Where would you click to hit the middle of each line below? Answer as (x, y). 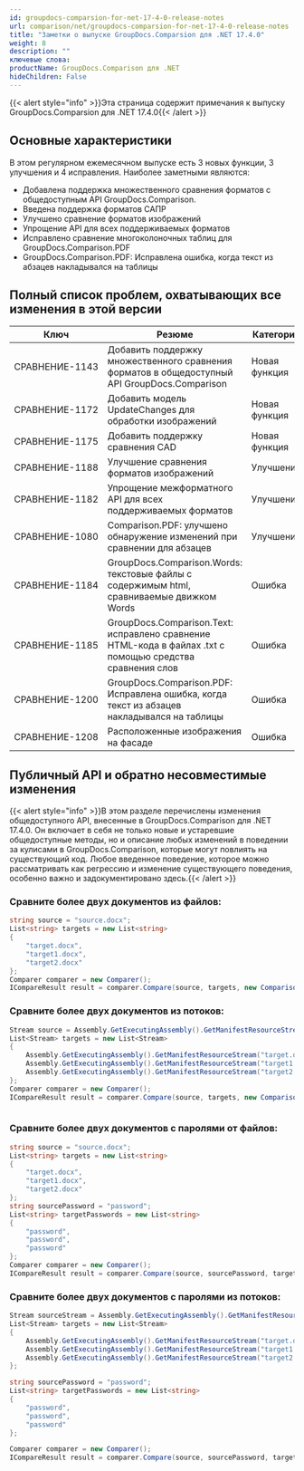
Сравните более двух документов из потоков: (117, 1011)
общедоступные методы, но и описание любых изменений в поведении (149, 840)
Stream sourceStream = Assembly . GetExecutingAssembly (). (119, 1316)
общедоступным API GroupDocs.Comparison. (109, 199)
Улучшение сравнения (157, 462)
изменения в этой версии (86, 309)
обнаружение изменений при (172, 537)
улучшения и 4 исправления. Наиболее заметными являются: (130, 172)
